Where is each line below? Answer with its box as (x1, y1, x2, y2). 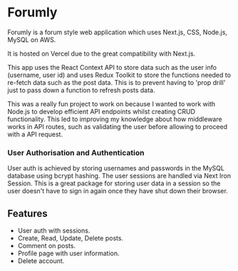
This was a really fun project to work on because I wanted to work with (7, 99, 216, 108)
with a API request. (7, 130, 63, 138)
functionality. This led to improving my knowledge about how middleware (7, 115, 222, 123)
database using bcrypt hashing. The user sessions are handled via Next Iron (7, 172, 232, 180)
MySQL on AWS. (7, 35, 56, 44)
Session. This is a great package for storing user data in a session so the (7, 179, 221, 188)
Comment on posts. (17, 242, 76, 250)
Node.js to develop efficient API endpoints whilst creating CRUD (7, 107, 196, 116)
